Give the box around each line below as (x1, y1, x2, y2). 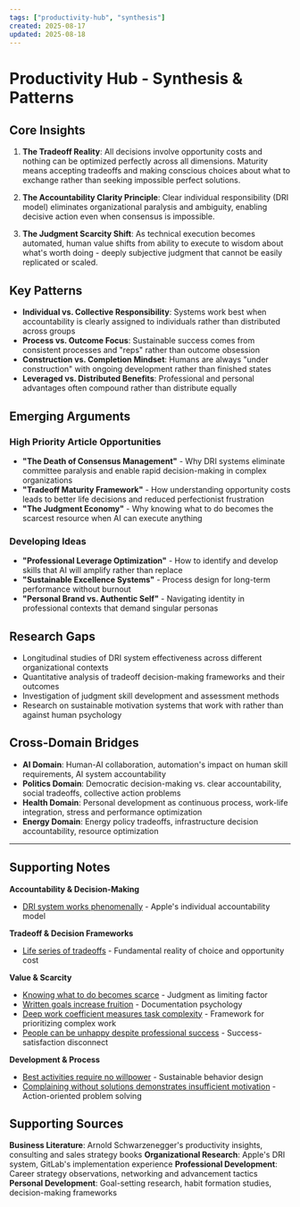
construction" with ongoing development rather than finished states (21, 364, 272, 375)
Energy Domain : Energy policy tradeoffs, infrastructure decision (21, 815, 259, 827)
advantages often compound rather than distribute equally (21, 383, 237, 393)
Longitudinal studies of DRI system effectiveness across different (21, 652, 262, 663)
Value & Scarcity (9, 972, 72, 983)
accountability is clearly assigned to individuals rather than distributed (21, 317, 281, 327)
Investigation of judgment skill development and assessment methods (21, 690, 279, 701)
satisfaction (21, 1036, 65, 1047)
